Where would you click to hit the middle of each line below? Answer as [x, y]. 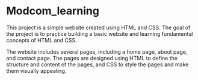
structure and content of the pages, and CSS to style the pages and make [97, 64]
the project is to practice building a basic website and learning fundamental [100, 33]
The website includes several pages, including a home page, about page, [97, 51]
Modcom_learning [53, 11]
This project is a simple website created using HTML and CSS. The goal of [98, 27]
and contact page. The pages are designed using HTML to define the [92, 58]
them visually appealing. [36, 70]
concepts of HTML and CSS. [42, 40]
